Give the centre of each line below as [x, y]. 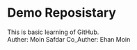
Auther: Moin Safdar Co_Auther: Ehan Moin [69, 39]
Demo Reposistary [62, 13]
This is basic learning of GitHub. [53, 32]
